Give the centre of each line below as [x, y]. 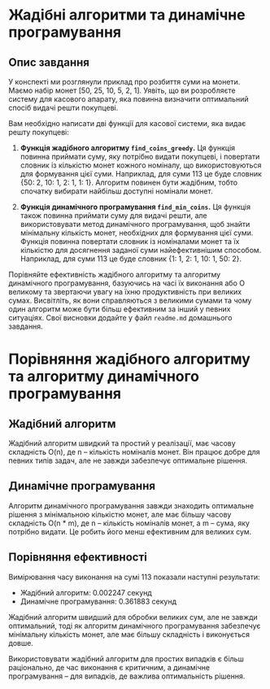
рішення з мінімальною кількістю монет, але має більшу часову [120, 514]
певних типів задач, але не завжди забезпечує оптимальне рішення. [128, 460]
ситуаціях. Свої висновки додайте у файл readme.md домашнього [120, 318]
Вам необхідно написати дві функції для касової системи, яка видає [127, 123]
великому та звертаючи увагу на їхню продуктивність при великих [125, 292]
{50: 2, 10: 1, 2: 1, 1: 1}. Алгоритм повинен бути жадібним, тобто [129, 182]
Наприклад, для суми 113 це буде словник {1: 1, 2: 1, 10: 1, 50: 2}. [131, 259]
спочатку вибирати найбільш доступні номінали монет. [116, 191]
